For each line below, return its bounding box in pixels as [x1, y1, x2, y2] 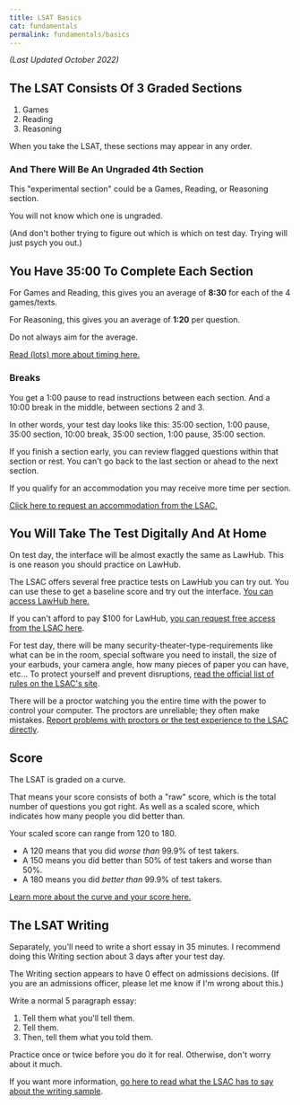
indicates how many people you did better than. [9, 810, 185, 822]
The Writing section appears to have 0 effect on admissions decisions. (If [9, 968, 279, 979]
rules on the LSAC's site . [9, 678, 100, 689]
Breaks [9, 372, 41, 385]
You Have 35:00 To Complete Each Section [9, 263, 253, 278]
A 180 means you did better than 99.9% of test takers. [21, 874, 222, 885]
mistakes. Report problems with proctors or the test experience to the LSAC [9, 715, 288, 726]
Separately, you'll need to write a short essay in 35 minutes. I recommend [9, 941, 280, 952]
